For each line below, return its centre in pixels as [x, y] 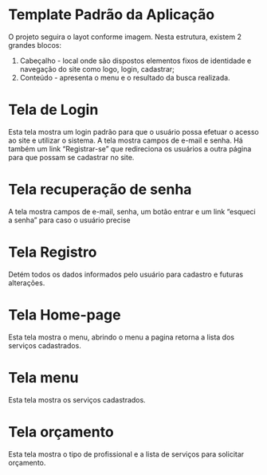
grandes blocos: [35, 45]
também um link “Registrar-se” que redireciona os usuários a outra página [130, 148]
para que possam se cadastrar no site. [71, 157]
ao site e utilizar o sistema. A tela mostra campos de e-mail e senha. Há [126, 140]
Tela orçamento [61, 432]
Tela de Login [53, 110]
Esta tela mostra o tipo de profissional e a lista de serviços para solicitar [126, 454]
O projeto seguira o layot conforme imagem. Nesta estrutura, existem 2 [125, 37]
